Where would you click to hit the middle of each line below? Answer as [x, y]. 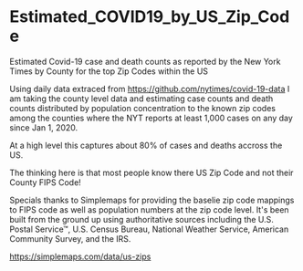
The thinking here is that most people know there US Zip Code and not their [151, 172]
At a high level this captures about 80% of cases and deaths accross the [146, 145]
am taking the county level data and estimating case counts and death [141, 99]
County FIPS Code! [46, 182]
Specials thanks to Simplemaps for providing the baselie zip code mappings [152, 200]
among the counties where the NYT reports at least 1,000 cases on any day [151, 118]
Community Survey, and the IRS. [70, 238]
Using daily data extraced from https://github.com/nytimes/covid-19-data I [150, 89]
